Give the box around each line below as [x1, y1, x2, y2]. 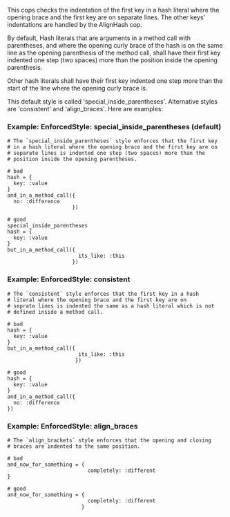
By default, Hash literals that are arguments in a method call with [7, 34, 191, 42]
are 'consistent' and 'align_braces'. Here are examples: [7, 105, 164, 113]
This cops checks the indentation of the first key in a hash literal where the [7, 6, 220, 14]
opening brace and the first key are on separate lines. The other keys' [7, 13, 206, 21]
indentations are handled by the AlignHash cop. [7, 21, 143, 28]
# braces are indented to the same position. [7, 442, 140, 450]
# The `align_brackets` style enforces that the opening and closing [7, 437, 212, 444]
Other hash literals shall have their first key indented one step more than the [7, 77, 223, 85]
